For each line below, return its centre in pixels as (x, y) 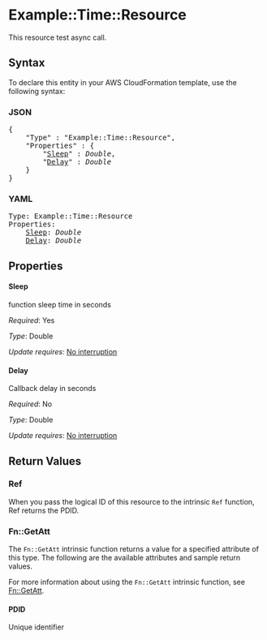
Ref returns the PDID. (44, 510)
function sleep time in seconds (60, 304)
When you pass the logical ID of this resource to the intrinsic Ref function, (131, 501)
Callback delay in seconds (52, 389)
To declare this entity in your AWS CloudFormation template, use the (123, 82)
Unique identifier (37, 627)
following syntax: (37, 91)
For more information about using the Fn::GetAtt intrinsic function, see (127, 582)
